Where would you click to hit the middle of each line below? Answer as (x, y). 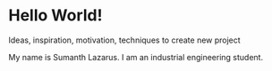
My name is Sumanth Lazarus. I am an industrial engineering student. (136, 57)
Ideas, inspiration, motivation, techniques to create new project (124, 40)
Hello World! (55, 16)
